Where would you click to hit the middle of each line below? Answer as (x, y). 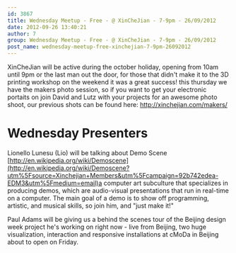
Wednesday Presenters (78, 134)
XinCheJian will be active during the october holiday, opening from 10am (113, 67)
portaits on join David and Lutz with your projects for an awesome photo (112, 97)
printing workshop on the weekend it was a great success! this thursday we (117, 82)
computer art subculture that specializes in (166, 183)
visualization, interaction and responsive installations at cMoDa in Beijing (113, 234)
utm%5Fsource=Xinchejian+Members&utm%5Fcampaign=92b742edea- (113, 175)
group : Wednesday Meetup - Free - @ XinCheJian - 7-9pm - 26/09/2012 (112, 40)
